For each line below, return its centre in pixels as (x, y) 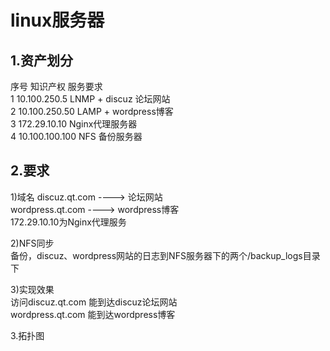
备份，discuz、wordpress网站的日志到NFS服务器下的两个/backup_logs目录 (165, 255)
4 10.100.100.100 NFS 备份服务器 (76, 136)
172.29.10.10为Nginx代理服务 (68, 222)
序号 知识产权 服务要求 (56, 86)
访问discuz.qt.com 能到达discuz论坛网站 (94, 302)
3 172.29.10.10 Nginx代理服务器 (74, 124)
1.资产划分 (42, 60)
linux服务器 (57, 20)
